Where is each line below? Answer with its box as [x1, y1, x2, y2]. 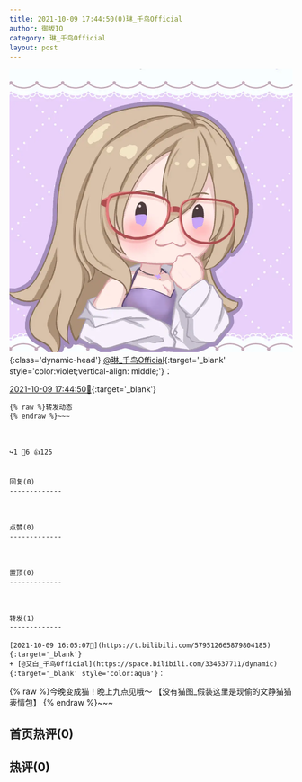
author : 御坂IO [9, 23, 64, 33]
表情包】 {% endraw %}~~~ [9, 698, 114, 708]
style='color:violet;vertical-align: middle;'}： [9, 366, 173, 377]
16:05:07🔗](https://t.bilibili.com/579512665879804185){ [57, 641, 271, 651]
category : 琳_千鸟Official [9, 33, 106, 42]
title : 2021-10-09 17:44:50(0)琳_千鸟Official [9, 14, 182, 23]
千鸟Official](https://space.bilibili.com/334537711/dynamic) [42, 660, 279, 669]
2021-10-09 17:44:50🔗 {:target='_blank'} [9, 384, 157, 395]
